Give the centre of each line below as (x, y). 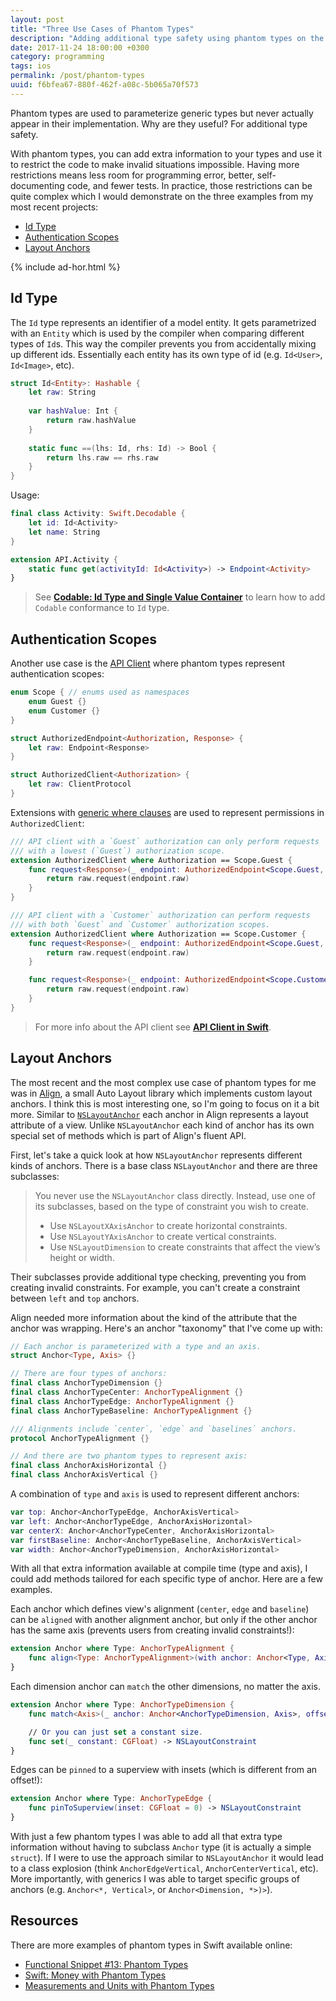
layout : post (37, 19)
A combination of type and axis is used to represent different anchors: (155, 1494)
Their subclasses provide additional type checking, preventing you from (158, 1277)
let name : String (64, 532)
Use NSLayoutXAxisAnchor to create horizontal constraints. (168, 1225)
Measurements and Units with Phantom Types (119, 1985)
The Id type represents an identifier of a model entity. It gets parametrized (163, 322)
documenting (37, 185)
